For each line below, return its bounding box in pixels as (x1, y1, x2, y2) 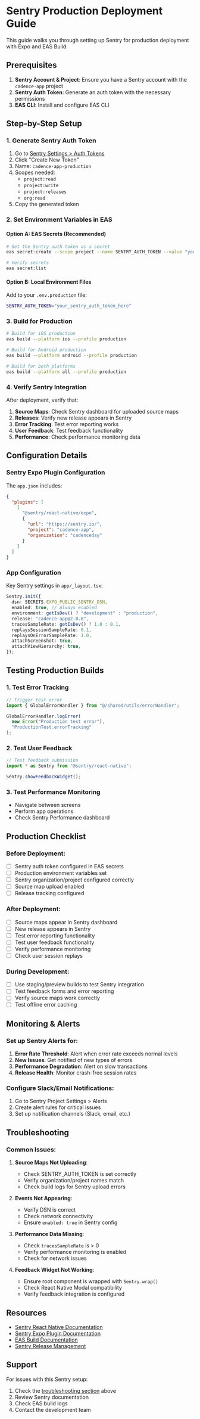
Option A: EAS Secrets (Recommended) (6, 230, 107, 237)
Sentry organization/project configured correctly (14, 876, 134, 883)
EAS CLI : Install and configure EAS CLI (14, 101, 110, 108)
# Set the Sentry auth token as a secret (6, 243, 111, 250)
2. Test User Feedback (6, 744, 73, 752)
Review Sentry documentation (14, 1393, 89, 1401)
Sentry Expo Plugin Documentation (14, 1330, 101, 1337)
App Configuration (6, 569, 61, 577)
